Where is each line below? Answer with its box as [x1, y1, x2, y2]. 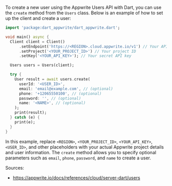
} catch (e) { [10, 115, 40, 120]
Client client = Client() [10, 39, 66, 44]
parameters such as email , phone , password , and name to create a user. [5, 155, 152, 161]
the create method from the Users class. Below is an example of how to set [5, 10, 163, 16]
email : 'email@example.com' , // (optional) [18, 86, 114, 91]
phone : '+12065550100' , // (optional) [18, 91, 102, 96]
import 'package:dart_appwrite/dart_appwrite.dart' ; [5, 25, 120, 30]
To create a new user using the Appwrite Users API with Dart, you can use [5, 5, 162, 10]
